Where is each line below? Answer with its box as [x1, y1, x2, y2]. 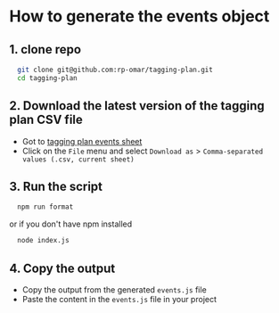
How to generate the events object [9, 6, 270, 27]
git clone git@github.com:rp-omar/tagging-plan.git [17, 65, 214, 74]
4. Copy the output [9, 260, 116, 276]
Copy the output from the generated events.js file [21, 284, 207, 295]
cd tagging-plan [17, 73, 78, 82]
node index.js [17, 236, 70, 245]
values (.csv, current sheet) [21, 154, 135, 164]
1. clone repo [9, 42, 82, 57]
